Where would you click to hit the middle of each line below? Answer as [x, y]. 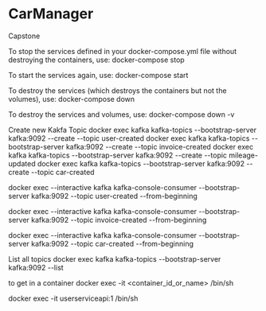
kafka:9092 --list [36, 267]
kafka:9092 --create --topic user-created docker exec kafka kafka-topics [129, 138]
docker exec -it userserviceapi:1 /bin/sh [73, 298]
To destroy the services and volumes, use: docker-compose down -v [121, 114]
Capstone [24, 36]
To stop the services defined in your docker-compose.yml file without [123, 51]
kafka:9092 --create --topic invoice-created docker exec [159, 146]
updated [22, 163]
